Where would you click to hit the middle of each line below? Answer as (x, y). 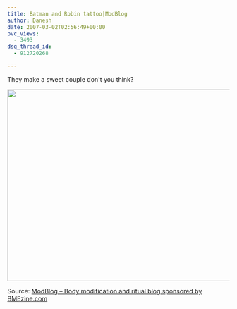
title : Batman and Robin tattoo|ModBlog (68, 14)
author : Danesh (30, 20)
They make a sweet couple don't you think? (71, 79)
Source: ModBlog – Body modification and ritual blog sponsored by (105, 291)
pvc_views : (23, 34)
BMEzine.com (28, 298)
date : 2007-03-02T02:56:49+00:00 (56, 27)
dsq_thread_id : (30, 47)
